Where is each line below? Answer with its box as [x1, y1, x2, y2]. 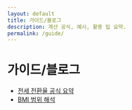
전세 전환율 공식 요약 [17, 87, 74, 95]
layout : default [7, 10, 55, 18]
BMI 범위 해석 [17, 95, 55, 104]
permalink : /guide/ [7, 29, 65, 37]
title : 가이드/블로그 [7, 17, 62, 24]
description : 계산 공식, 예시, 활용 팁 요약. [7, 23, 126, 30]
